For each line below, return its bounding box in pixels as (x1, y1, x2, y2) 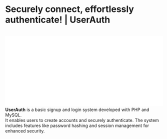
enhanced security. (5, 128, 45, 134)
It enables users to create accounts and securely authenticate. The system (5, 117, 159, 123)
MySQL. (5, 112, 22, 118)
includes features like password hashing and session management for (5, 122, 149, 128)
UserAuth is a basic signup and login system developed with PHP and (5, 106, 149, 113)
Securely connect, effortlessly (5, 3, 134, 15)
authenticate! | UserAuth (5, 14, 110, 25)
